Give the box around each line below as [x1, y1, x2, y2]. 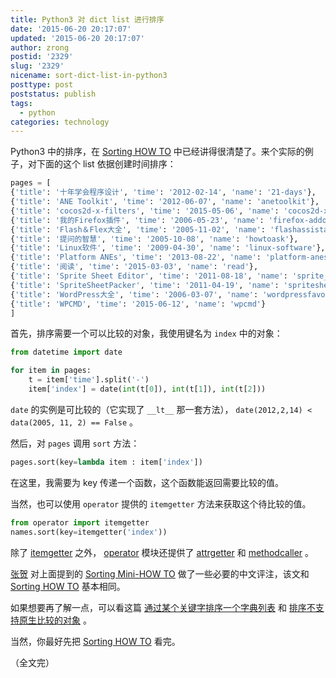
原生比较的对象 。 [18, 614, 92, 626]
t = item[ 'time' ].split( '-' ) [28, 375, 150, 385]
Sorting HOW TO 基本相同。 [10, 580, 126, 592]
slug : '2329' [10, 61, 65, 71]
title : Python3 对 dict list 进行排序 [10, 14, 165, 25]
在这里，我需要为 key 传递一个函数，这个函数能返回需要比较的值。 [10, 476, 284, 488]
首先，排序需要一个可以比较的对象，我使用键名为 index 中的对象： [10, 327, 283, 340]
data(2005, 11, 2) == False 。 [10, 416, 139, 428]
